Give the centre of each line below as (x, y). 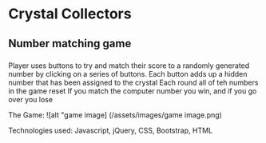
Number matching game (70, 44)
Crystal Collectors (70, 14)
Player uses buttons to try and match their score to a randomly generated (129, 66)
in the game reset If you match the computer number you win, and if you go (133, 91)
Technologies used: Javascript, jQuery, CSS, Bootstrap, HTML (111, 130)
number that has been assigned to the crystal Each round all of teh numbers (133, 82)
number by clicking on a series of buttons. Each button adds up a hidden (128, 73)
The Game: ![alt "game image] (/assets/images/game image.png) (115, 115)
